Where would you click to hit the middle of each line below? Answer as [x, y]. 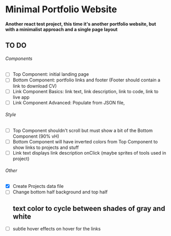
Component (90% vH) [36, 136]
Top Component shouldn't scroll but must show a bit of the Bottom [83, 130]
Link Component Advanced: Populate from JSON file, [69, 102]
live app [21, 97]
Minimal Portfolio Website [61, 9]
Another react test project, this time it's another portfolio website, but [81, 24]
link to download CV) [35, 86]
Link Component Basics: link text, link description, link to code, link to [86, 91]
